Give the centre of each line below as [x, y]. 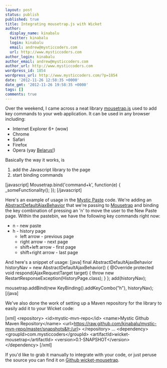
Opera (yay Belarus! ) [34, 150]
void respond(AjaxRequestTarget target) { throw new [60, 273]
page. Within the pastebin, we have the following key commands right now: [83, 216]
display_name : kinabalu [34, 33]
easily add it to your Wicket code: [40, 309]
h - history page [29, 231]
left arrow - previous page [47, 237]
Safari [19, 139]
